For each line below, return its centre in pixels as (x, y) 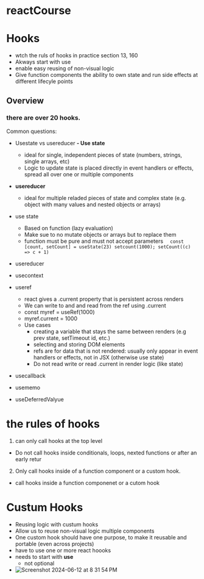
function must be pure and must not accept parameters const (104, 241)
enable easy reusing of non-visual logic (65, 68)
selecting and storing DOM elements (79, 344)
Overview (25, 100)
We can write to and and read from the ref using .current (95, 305)
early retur (28, 459)
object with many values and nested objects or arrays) (93, 204)
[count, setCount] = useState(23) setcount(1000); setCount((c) (107, 247)
